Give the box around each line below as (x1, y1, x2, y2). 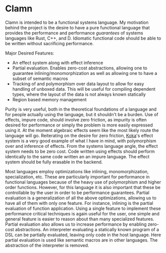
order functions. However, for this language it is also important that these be (5, 184, 161, 190)
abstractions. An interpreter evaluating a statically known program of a (15, 226, 160, 232)
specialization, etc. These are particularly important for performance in (5, 174, 150, 180)
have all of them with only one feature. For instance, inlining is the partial (5, 200, 154, 206)
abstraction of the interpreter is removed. (5, 242, 89, 248)
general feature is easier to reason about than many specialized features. (5, 216, 155, 222)
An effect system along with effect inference (12, 60, 103, 65)
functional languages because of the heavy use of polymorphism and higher (5, 179, 161, 185)
